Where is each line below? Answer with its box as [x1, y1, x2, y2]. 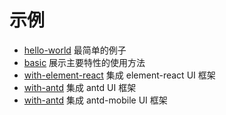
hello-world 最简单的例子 [23, 44, 127, 56]
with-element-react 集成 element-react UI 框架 [23, 69, 216, 81]
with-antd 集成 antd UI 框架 [23, 81, 137, 93]
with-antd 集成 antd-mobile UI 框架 [23, 94, 168, 106]
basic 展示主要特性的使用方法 [23, 56, 146, 68]
